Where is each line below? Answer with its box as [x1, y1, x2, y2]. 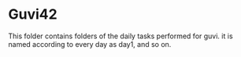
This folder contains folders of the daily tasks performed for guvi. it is [8, 31, 234, 41]
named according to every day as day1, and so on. [8, 39, 172, 48]
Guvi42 [8, 5, 57, 23]
